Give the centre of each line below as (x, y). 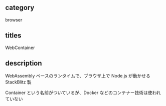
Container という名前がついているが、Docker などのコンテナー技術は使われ (83, 93)
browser (14, 19)
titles (13, 36)
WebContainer (20, 47)
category (20, 8)
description (24, 63)
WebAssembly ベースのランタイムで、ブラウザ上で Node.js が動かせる (78, 76)
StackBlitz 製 (18, 82)
